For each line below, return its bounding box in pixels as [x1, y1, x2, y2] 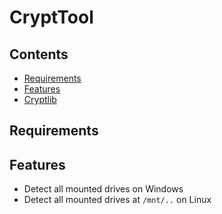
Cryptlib [23, 94, 57, 105]
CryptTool [9, 6, 94, 29]
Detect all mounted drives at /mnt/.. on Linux [23, 194, 212, 206]
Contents [9, 46, 69, 63]
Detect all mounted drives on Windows [23, 183, 184, 195]
